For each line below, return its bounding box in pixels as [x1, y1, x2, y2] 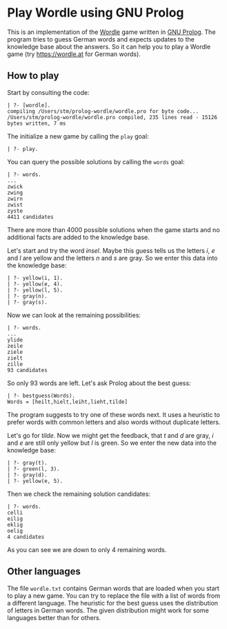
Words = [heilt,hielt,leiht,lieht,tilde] [7, 398, 128, 405]
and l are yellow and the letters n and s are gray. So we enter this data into [7, 254, 218, 262]
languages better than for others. [7, 613, 101, 621]
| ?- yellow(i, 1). [7, 274, 63, 281]
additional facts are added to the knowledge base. [7, 233, 150, 241]
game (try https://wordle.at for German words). [7, 50, 141, 58]
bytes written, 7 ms [7, 120, 67, 127]
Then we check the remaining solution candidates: [7, 490, 150, 498]
